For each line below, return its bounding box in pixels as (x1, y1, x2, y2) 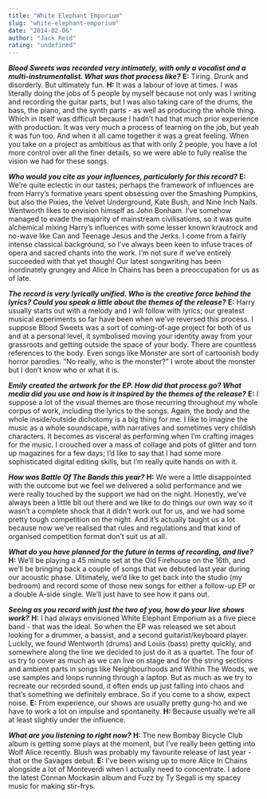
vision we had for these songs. (8, 156, 109, 166)
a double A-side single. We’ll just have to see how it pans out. (8, 589, 210, 599)
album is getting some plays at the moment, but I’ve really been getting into (8, 739, 256, 749)
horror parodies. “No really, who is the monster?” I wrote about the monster (8, 356, 256, 367)
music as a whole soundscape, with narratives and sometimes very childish (8, 423, 257, 433)
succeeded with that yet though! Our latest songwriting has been (8, 257, 222, 266)
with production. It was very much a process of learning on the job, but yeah (8, 123, 260, 132)
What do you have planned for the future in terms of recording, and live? (8, 547, 253, 557)
